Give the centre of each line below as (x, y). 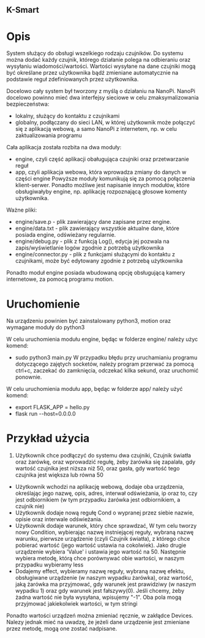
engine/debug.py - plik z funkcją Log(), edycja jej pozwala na (92, 242)
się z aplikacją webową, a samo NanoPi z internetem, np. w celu (96, 129)
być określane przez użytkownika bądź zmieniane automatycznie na (92, 73)
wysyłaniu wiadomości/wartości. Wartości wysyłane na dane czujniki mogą (101, 66)
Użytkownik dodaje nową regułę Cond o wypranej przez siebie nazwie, (105, 513)
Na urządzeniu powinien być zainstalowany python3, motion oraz (89, 321)
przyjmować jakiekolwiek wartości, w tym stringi (76, 604)
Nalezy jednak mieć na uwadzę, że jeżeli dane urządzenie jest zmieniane (98, 622)
